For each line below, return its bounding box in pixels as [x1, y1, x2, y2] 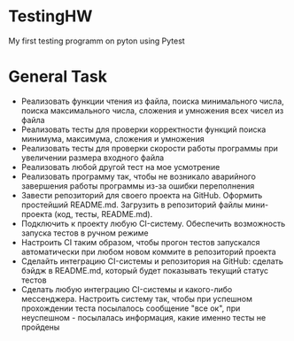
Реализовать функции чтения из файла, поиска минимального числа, [20, 96, 284, 106]
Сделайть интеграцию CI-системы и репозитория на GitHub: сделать [20, 255, 284, 267]
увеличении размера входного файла [20, 152, 165, 163]
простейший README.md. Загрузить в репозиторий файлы [20, 199, 244, 210]
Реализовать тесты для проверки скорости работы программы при [20, 143, 278, 153]
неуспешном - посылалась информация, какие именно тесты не [20, 312, 267, 322]
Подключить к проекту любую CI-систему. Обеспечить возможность [20, 218, 285, 229]
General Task [8, 66, 108, 87]
